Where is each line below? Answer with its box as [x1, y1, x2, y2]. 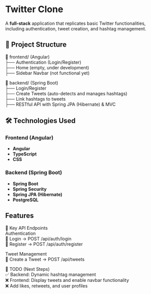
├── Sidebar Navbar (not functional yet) [5, 70, 90, 76]
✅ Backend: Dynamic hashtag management [5, 271, 96, 277]
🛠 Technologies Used [5, 116, 76, 125]
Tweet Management [5, 250, 47, 257]
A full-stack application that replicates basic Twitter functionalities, [5, 20, 146, 26]
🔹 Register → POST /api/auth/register [5, 241, 83, 247]
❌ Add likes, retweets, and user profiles [5, 282, 88, 289]
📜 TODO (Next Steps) [5, 266, 50, 272]
